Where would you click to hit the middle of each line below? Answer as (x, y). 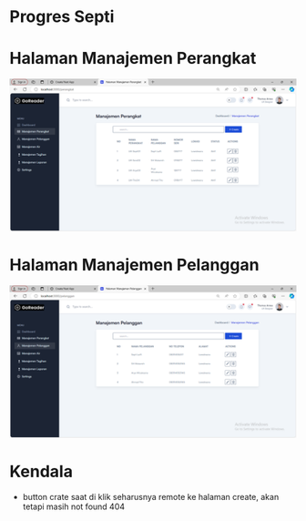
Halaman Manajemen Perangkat (133, 59)
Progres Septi (62, 17)
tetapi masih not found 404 (74, 506)
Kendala (41, 471)
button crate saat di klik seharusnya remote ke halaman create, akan (151, 496)
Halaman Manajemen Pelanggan (134, 265)
